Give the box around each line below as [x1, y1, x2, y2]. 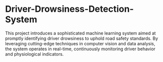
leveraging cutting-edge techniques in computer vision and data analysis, [5, 40, 155, 46]
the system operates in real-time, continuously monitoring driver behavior [5, 46, 156, 52]
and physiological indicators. [5, 51, 64, 57]
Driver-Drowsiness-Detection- [5, 3, 134, 15]
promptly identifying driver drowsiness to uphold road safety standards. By [5, 35, 159, 41]
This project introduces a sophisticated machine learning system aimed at [5, 30, 156, 36]
